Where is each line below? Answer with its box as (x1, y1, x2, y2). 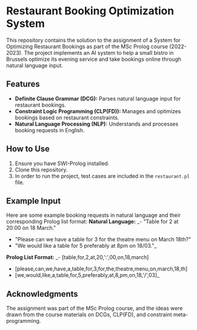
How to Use (6, 144, 50, 154)
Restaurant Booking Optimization (6, 4, 174, 18)
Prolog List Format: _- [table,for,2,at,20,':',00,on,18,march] (6, 254, 149, 261)
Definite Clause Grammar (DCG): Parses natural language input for (14, 95, 181, 102)
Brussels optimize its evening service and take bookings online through (6, 55, 181, 63)
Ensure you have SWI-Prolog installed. (14, 160, 109, 167)
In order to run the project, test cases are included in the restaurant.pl (14, 172, 190, 179)
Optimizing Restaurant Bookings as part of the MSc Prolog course (6, 43, 168, 50)
